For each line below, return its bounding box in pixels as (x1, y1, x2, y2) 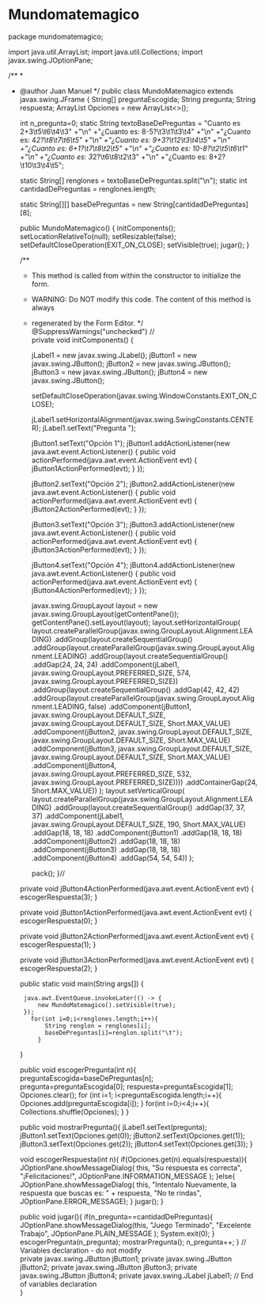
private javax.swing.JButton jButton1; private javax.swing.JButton (19, 1253, 232, 1264)
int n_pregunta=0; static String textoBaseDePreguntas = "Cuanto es (19, 118, 241, 127)
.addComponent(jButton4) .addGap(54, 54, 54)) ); (31, 853, 195, 862)
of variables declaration (19, 1279, 97, 1288)
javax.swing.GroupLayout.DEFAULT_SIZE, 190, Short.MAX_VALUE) (31, 819, 247, 829)
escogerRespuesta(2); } (19, 964, 98, 973)
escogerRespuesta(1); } (19, 940, 97, 949)
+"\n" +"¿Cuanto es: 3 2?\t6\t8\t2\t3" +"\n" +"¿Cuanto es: (19, 152, 208, 162)
